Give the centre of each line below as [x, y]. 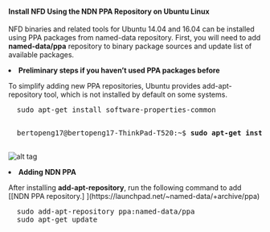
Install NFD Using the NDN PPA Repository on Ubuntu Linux [109, 11]
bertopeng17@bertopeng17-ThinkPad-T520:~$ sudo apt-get [129, 133]
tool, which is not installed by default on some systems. [135, 95]
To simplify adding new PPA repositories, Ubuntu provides [104, 86]
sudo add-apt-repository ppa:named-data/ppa [106, 212]
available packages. [41, 55]
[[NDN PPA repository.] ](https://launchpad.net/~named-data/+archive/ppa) [134, 197]
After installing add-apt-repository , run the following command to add [125, 188]
